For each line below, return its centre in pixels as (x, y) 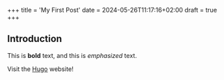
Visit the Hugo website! (41, 69)
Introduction (35, 39)
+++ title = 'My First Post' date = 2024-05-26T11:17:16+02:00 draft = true (112, 10)
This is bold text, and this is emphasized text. (72, 55)
